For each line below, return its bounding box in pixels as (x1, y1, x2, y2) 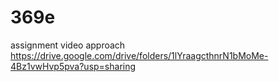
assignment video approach (10, 39, 126, 51)
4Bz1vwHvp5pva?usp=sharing (10, 60, 137, 72)
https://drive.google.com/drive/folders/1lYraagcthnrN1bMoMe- (10, 49, 269, 61)
